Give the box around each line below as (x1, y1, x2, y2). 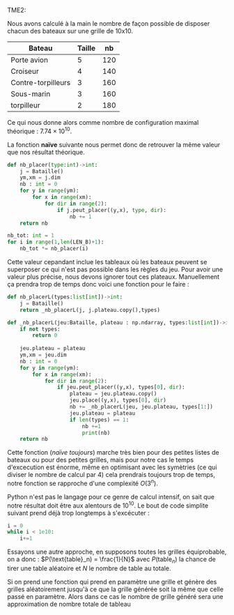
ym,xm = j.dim (19, 174, 61, 181)
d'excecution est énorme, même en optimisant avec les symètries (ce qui (7, 463, 217, 471)
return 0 (32, 332, 58, 339)
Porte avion (10, 55, 49, 65)
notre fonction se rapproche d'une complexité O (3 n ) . (7, 478, 158, 487)
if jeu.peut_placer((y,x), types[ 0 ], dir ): (56, 384, 186, 391)
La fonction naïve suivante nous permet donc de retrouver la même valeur (7, 140, 221, 149)
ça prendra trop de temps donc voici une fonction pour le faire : (7, 280, 189, 289)
